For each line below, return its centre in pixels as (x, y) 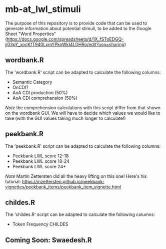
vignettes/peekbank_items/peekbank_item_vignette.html (63, 187)
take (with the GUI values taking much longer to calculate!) (65, 118)
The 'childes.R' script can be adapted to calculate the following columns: (80, 214)
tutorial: (13, 181)
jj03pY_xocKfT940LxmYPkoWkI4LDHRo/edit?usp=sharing (65, 44)
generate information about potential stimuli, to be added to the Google (78, 28)
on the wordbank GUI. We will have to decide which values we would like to (83, 113)
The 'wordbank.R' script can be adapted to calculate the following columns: (83, 72)
